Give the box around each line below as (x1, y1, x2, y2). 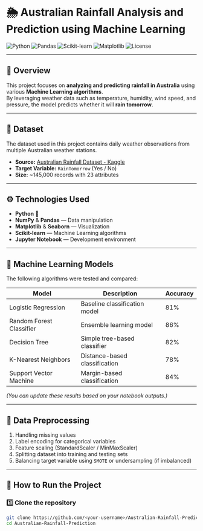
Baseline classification (80, 300, 144, 308)
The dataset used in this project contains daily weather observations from (6, 140, 190, 147)
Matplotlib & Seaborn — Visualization (14, 223, 110, 230)
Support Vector (9, 369, 53, 378)
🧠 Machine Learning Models (6, 259, 114, 269)
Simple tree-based (80, 334, 135, 343)
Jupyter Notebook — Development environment (14, 236, 136, 243)
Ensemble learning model (80, 321, 153, 329)
